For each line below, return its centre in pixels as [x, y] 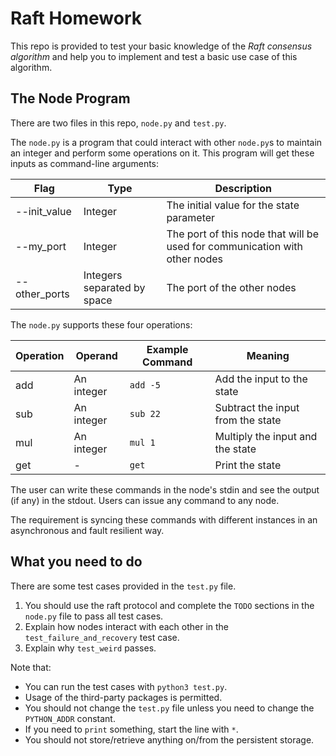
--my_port [41, 246]
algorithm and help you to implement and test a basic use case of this [154, 56]
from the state [248, 420]
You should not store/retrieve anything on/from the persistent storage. [169, 739]
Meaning [268, 355]
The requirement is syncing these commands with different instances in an [164, 519]
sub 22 [145, 413]
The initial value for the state [233, 205]
